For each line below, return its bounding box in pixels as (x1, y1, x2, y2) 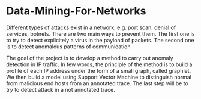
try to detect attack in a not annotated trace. (6, 86, 115, 93)
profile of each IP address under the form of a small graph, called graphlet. (6, 67, 191, 74)
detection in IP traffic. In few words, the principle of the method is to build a (6, 61, 193, 68)
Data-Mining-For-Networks (6, 4, 146, 18)
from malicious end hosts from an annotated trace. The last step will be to (6, 79, 189, 87)
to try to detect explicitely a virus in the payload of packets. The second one (6, 36, 194, 44)
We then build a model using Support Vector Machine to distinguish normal (6, 73, 192, 81)
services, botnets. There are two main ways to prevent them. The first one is (6, 30, 195, 37)
